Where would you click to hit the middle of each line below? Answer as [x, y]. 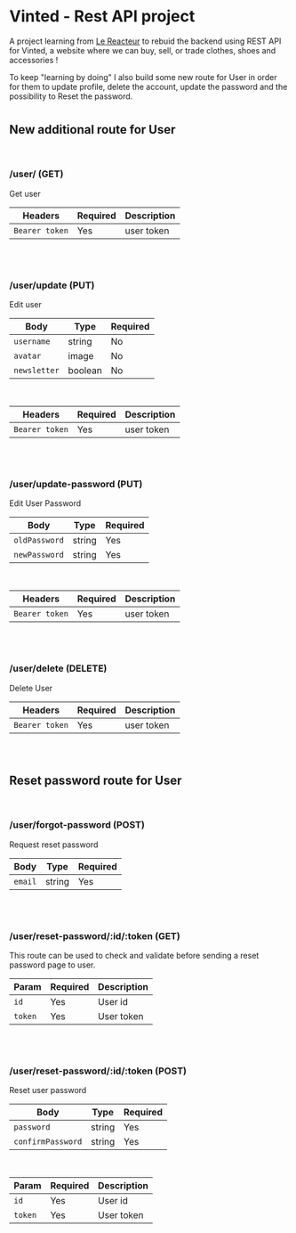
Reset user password [48, 1090]
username [32, 342]
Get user [25, 193]
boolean [85, 371]
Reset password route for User [96, 780]
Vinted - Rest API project [102, 16]
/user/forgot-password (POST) [77, 825]
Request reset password [54, 845]
